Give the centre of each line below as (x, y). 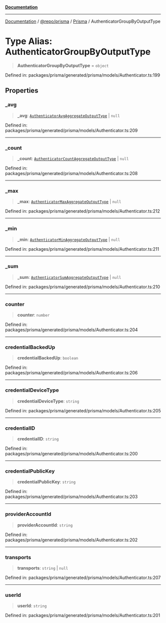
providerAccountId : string (45, 525)
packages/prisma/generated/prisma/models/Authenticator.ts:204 (72, 330)
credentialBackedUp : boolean (48, 358)
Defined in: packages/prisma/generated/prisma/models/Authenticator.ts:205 (83, 410)
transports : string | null (42, 568)
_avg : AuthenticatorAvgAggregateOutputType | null (68, 115)
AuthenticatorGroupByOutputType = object (63, 65)
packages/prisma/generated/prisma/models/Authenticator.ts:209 (71, 130)
